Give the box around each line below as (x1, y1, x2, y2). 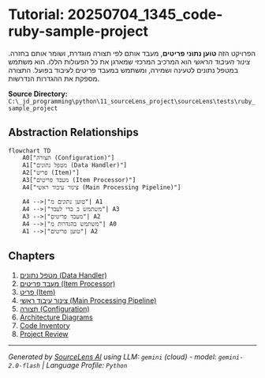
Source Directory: (8, 89, 69, 98)
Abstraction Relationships (8, 126, 140, 139)
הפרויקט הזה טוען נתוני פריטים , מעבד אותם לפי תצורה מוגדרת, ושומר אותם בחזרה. (8, 48, 256, 58)
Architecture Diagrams (19, 312, 93, 322)
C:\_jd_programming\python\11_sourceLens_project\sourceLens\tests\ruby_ (8, 97, 256, 105)
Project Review (19, 329, 69, 338)
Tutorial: (8, 6, 65, 24)
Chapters (8, 249, 55, 263)
